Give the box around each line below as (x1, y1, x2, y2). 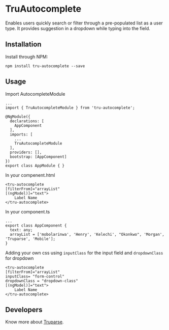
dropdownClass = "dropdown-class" (5, 278, 79, 283)
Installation (5, 40, 42, 49)
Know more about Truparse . (5, 319, 64, 325)
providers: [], (10, 150, 42, 155)
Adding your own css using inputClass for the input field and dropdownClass (5, 250, 163, 256)
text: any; (10, 227, 33, 232)
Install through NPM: (5, 53, 48, 60)
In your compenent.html (5, 172, 55, 178)
